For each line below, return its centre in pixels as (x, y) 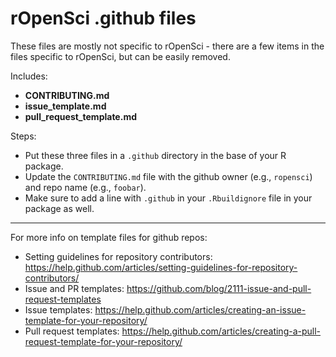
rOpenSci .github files (103, 18)
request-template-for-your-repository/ (103, 341)
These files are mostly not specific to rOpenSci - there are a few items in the (167, 46)
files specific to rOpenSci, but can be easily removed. (120, 56)
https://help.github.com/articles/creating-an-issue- (200, 309)
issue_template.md (65, 106)
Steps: (23, 136)
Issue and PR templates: (74, 288)
